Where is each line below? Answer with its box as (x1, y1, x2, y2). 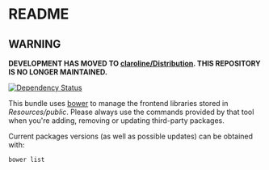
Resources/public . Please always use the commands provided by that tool (8, 107, 254, 117)
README (8, 5, 69, 23)
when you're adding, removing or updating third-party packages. (8, 116, 225, 125)
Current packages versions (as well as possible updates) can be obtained (8, 131, 253, 141)
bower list (8, 155, 45, 164)
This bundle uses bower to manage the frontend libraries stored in (8, 99, 229, 108)
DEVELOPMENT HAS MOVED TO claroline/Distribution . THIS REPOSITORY (8, 58, 261, 68)
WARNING (8, 37, 61, 51)
